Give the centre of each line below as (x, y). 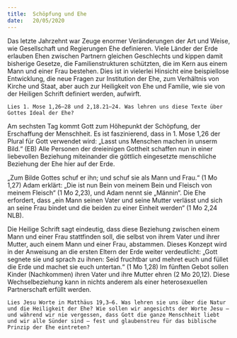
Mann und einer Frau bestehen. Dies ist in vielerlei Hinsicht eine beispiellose (118, 71)
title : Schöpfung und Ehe (47, 14)
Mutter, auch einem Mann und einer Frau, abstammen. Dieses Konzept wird (117, 244)
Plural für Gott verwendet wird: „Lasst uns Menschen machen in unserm (112, 141)
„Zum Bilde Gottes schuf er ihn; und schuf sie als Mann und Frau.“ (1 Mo (112, 178)
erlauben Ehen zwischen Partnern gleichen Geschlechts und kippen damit (115, 56)
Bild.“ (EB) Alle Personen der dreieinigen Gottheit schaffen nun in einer (110, 148)
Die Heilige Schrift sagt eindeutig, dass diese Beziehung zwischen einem (114, 229)
